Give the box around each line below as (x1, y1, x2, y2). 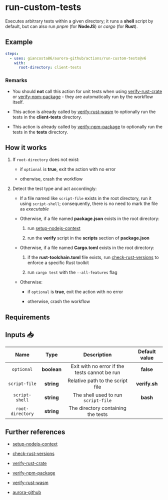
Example (5, 38, 33, 46)
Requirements (5, 313, 50, 321)
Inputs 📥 (5, 330, 34, 339)
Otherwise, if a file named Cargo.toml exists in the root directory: (19, 244, 154, 251)
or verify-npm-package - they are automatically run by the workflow (12, 93, 153, 99)
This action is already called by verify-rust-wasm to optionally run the (12, 108, 156, 114)
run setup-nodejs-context (27, 225, 81, 231)
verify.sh (135, 380, 158, 387)
